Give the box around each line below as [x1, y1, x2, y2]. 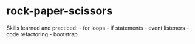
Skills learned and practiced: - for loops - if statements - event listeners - [6, 24, 190, 31]
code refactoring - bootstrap [6, 30, 78, 37]
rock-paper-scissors [6, 4, 113, 18]
